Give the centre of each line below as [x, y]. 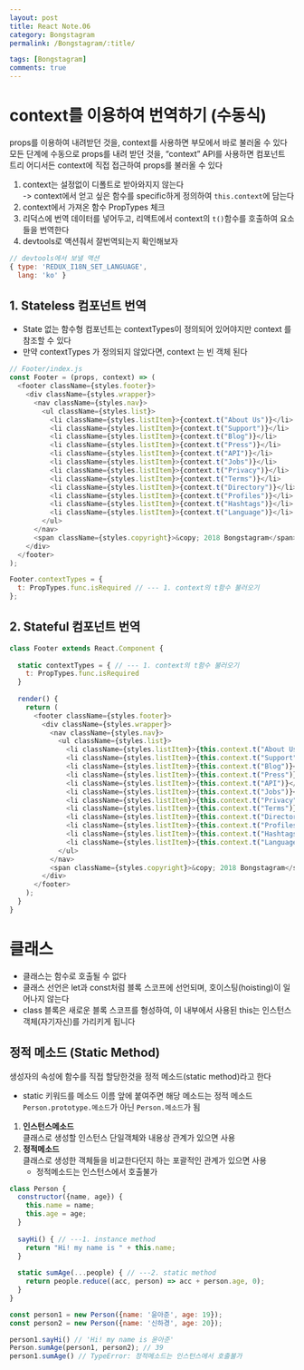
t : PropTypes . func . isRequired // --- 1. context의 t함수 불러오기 [138, 588]
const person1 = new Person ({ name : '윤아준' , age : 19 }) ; [116, 1315]
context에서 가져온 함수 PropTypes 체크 [94, 207]
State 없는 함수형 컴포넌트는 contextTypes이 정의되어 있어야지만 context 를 [157, 329]
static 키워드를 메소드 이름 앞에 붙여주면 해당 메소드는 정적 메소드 [138, 1095]
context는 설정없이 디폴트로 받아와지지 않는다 [103, 184]
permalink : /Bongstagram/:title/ [72, 43]
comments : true [38, 68]
